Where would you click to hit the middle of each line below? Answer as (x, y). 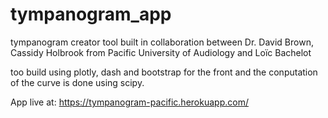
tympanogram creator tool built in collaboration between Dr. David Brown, (162, 42)
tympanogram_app (91, 14)
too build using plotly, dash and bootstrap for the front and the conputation (164, 72)
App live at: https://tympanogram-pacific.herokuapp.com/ (129, 102)
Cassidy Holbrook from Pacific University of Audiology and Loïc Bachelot (161, 52)
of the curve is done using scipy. (77, 82)
